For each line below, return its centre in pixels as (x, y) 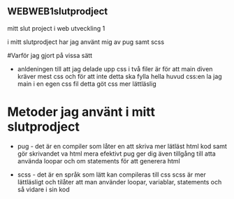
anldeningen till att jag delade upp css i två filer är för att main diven (115, 68)
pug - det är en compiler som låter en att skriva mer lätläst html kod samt (122, 146)
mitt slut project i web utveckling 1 (56, 28)
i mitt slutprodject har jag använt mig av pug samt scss (86, 42)
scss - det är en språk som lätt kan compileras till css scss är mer (111, 175)
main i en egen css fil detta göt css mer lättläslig (87, 84)
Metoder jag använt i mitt (81, 112)
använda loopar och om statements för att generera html (98, 161)
